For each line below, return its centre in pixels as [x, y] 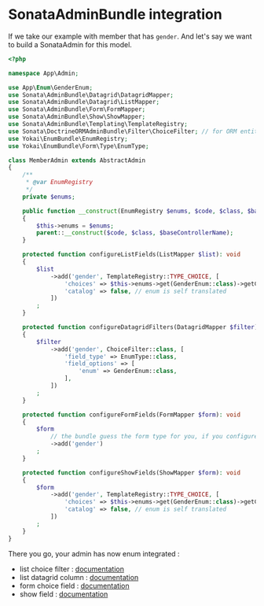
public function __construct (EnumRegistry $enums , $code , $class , [133, 211]
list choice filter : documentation [71, 569]
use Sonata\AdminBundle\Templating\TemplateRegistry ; [98, 124]
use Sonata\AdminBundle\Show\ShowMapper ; [77, 117]
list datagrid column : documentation [79, 577]
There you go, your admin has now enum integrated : [94, 553]
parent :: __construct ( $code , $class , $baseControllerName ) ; [135, 233]
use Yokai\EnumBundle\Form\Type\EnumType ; [79, 146]
